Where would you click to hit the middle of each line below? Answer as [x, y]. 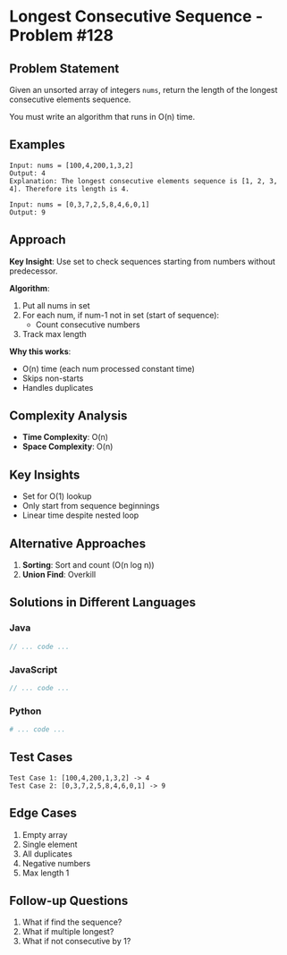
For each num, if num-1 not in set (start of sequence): [121, 315]
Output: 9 [28, 212]
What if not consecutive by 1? [76, 942]
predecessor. [34, 271]
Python [25, 711]
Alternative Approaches [77, 543]
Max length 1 [46, 873]
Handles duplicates [58, 387]
